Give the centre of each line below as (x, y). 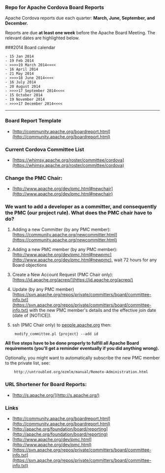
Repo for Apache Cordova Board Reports (55, 7)
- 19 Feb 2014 (20, 61)
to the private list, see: (27, 363)
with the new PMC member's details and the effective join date (93, 310)
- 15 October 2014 (24, 95)
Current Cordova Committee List (45, 149)
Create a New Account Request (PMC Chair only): (63, 275)
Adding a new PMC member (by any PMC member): (65, 250)
